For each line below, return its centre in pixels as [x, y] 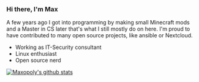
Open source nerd [38, 61]
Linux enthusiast [36, 54]
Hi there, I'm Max [32, 9]
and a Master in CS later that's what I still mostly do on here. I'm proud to [98, 29]
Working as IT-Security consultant [58, 47]
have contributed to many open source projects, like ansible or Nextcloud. [99, 35]
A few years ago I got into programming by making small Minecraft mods [98, 23]
